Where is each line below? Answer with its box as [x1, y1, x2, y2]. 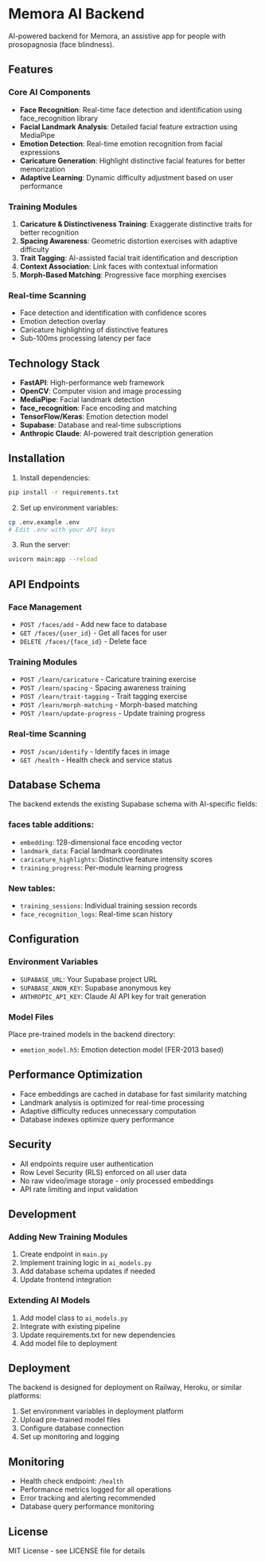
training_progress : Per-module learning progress [19, 862, 183, 872]
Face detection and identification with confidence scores [19, 308, 207, 318]
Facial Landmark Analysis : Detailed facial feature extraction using [19, 121, 238, 132]
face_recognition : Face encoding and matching [19, 404, 177, 413]
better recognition [19, 227, 80, 237]
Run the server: [19, 540, 71, 550]
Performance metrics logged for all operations [19, 1485, 172, 1494]
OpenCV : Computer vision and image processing [19, 386, 181, 396]
